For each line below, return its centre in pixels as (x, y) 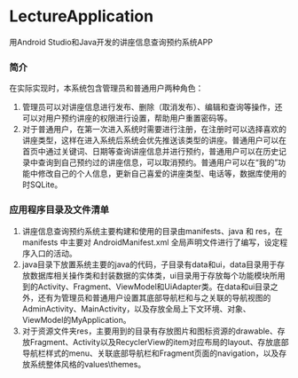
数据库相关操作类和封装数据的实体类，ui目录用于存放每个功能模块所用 (157, 275)
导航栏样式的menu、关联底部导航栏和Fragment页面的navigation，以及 (150, 353)
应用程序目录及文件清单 (59, 210)
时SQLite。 (42, 185)
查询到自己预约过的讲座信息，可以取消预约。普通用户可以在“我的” (158, 162)
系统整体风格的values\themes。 (88, 364)
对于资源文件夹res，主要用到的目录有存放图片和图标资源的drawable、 (149, 331)
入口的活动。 (53, 253)
